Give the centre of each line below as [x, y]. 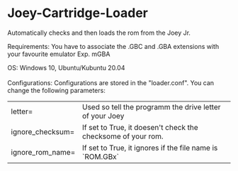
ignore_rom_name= [43, 152]
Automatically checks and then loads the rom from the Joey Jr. [99, 33]
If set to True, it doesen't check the [140, 127]
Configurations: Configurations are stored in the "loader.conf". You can [111, 82]
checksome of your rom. [123, 136]
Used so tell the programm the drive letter [152, 106]
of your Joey [103, 116]
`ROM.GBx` [101, 156]
